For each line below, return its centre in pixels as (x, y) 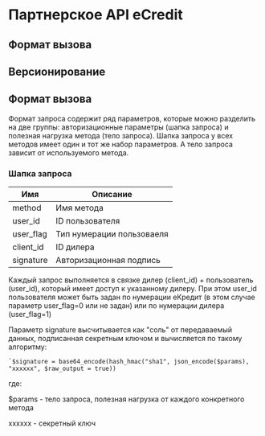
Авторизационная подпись (108, 261)
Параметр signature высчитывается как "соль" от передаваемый (120, 330)
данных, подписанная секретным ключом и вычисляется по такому (125, 339)
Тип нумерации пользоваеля (112, 234)
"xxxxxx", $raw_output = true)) (62, 369)
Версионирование (57, 71)
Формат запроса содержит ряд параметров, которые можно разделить (132, 118)
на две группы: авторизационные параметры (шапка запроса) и (118, 127)
